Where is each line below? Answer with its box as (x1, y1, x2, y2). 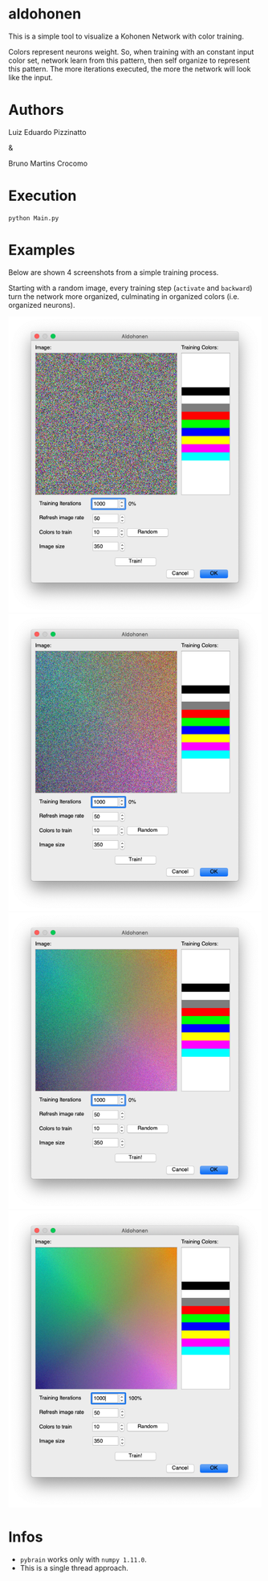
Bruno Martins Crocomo (8, 158, 88, 168)
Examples (8, 241, 75, 259)
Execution (8, 186, 77, 205)
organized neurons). (8, 300, 75, 309)
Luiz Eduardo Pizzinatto (8, 127, 87, 137)
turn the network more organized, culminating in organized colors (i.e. (8, 291, 240, 301)
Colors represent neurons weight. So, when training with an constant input (8, 47, 254, 56)
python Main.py (8, 214, 59, 222)
